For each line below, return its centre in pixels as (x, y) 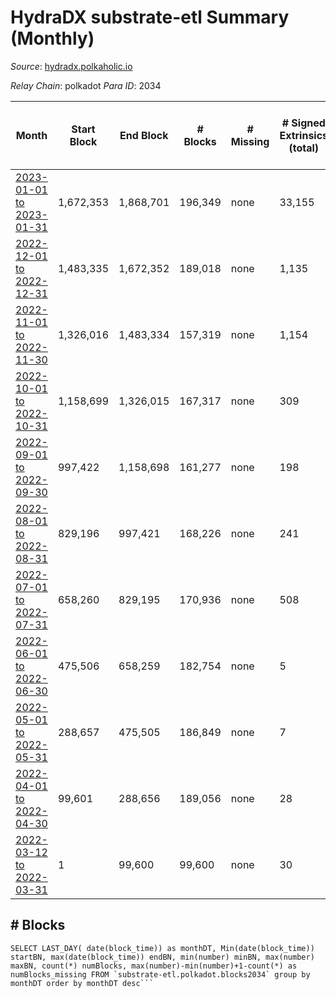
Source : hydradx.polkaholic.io (71, 66)
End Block (144, 135)
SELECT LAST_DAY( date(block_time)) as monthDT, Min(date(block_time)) (162, 948)
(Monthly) (52, 38)
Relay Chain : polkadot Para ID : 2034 (86, 85)
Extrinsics (304, 135)
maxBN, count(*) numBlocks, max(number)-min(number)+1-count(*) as (154, 966)
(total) (304, 148)
